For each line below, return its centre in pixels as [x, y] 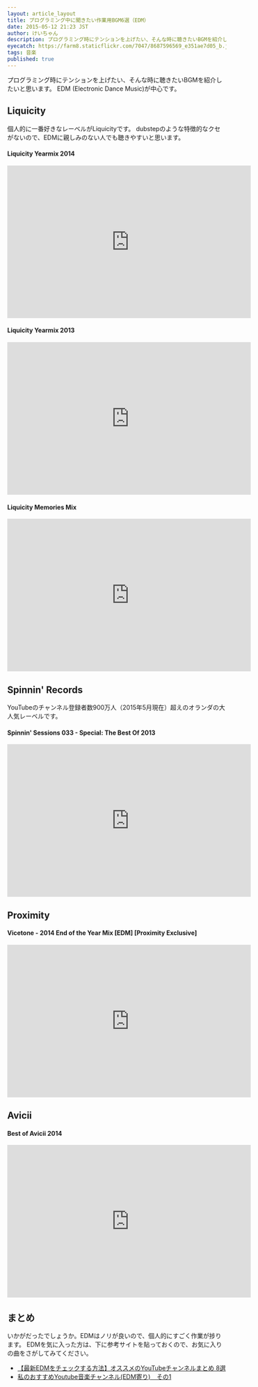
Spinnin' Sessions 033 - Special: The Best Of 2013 [81, 733]
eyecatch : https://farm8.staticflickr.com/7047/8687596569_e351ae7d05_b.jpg [121, 46]
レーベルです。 [40, 716]
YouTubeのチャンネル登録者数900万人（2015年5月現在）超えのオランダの [113, 707]
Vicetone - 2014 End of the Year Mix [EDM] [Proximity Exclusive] [102, 933]
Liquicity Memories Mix [42, 507]
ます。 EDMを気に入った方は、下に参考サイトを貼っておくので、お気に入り [115, 1344]
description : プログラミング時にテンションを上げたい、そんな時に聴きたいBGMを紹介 [115, 40]
